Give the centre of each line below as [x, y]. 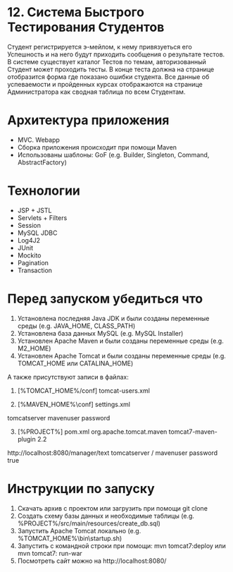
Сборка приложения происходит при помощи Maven [97, 147]
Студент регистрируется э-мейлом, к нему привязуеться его [100, 47]
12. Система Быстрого [76, 12]
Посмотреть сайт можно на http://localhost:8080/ [92, 561]
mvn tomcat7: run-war [50, 553]
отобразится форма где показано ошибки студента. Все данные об [108, 77]
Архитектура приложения [88, 120]
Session [29, 225]
